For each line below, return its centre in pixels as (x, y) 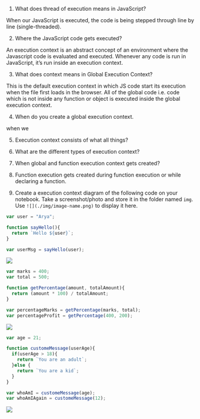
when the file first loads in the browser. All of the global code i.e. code (93, 92)
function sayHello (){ (33, 228)
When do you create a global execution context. (74, 117)
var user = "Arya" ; (31, 217)
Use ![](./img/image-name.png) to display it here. (76, 206)
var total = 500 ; (28, 277)
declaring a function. (41, 181)
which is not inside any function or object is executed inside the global (93, 99)
